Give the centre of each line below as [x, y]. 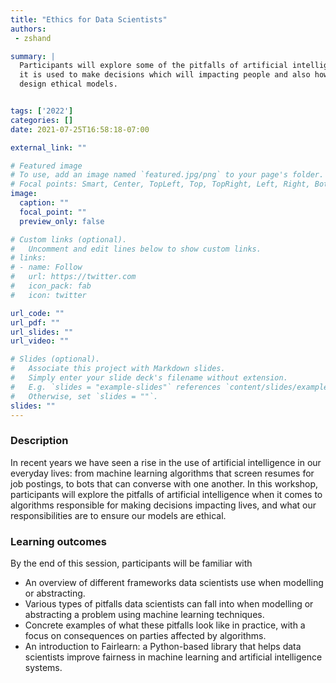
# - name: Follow [46, 267]
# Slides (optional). [55, 359]
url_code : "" [37, 313]
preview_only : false [62, 221]
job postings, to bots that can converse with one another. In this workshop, [164, 483]
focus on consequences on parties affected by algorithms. [145, 635]
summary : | [33, 56]
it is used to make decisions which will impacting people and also [165, 75]
